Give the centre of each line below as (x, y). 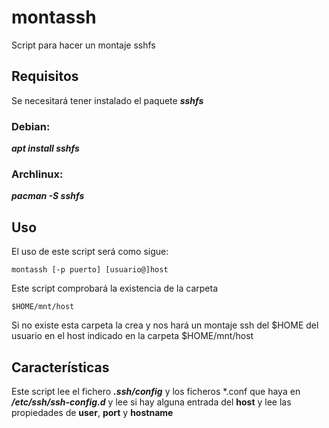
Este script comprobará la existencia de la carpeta (115, 288)
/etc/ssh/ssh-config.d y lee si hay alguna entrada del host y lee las (151, 402)
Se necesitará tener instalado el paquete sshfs (107, 100)
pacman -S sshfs (48, 196)
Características (60, 367)
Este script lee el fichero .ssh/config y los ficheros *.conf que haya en (156, 391)
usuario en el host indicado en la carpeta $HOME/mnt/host (132, 336)
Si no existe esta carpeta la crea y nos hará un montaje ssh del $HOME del (165, 325)
